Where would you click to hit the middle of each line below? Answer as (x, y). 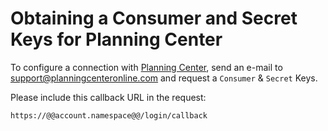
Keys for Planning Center (116, 39)
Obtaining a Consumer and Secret (154, 18)
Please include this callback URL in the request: (108, 97)
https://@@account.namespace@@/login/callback (109, 115)
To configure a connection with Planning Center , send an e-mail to (146, 67)
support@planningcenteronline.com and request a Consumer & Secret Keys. (164, 78)
